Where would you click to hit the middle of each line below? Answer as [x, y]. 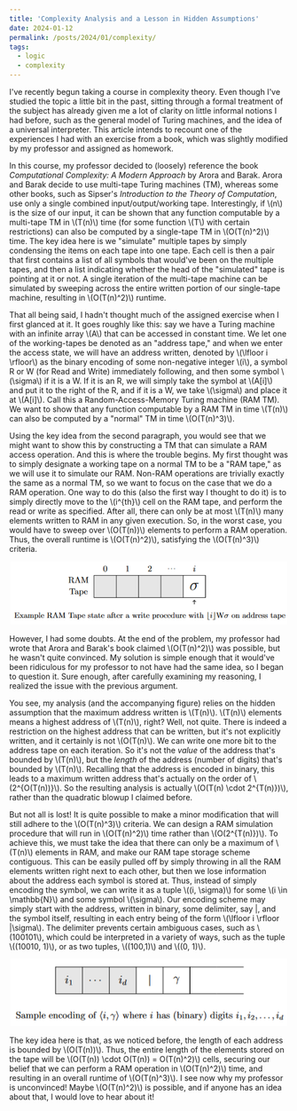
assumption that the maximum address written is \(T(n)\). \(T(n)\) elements [145, 713]
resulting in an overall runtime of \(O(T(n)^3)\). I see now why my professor [146, 1078]
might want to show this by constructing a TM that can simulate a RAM [138, 445]
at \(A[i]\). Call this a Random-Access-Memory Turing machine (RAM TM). [145, 400]
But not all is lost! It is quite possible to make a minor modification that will [144, 815]
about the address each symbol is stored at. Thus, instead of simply [133, 881]
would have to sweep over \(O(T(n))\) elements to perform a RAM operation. [148, 530]
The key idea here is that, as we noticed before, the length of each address [146, 1040]
